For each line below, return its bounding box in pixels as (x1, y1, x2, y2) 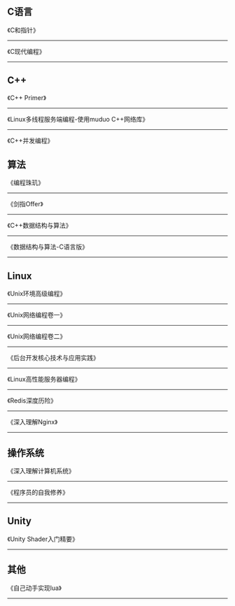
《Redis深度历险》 (7, 396, 57, 405)
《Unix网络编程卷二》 (7, 332, 66, 340)
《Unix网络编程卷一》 (7, 311, 66, 319)
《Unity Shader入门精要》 (7, 535, 79, 543)
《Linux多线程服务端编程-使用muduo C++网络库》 (7, 115, 149, 123)
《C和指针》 (7, 26, 40, 34)
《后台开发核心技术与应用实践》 (7, 354, 99, 362)
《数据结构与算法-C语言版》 (7, 243, 89, 251)
